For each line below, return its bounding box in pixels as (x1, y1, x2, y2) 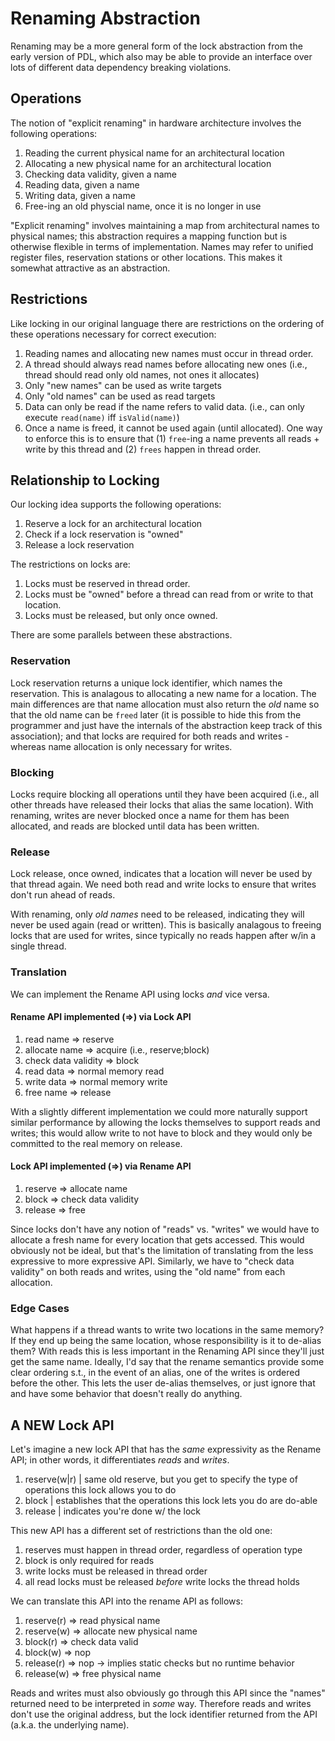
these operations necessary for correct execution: (10, 328, 217, 340)
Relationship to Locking (10, 472, 160, 489)
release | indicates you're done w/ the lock (24, 1505, 201, 1517)
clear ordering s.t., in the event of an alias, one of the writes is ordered (10, 1367, 301, 1379)
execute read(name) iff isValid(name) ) (24, 411, 180, 423)
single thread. (10, 940, 67, 952)
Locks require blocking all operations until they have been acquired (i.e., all (10, 788, 320, 800)
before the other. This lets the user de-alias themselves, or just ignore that (10, 1377, 316, 1389)
